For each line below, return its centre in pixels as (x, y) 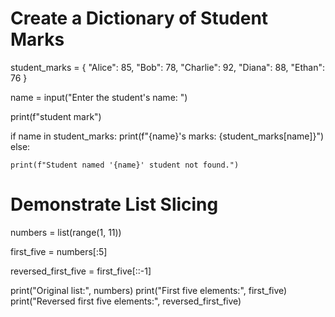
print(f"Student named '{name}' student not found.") (125, 165)
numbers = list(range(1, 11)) (66, 232)
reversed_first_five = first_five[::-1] (81, 271)
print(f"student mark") (56, 116)
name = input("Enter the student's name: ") (99, 97)
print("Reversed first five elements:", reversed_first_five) (126, 301)
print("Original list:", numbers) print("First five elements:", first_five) (149, 290)
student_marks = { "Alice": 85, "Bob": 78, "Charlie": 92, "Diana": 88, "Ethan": (168, 67)
